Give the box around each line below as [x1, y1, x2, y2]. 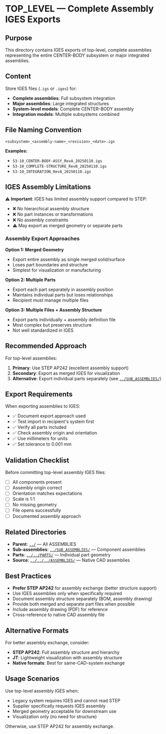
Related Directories [5, 528, 66, 536]
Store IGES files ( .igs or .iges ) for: [5, 85, 77, 91]
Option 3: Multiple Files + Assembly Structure [5, 307, 102, 313]
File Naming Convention [5, 126, 81, 134]
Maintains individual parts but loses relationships [12, 291, 113, 298]
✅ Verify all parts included [12, 424, 66, 430]
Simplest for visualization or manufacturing [12, 267, 101, 273]
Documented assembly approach [12, 513, 81, 519]
